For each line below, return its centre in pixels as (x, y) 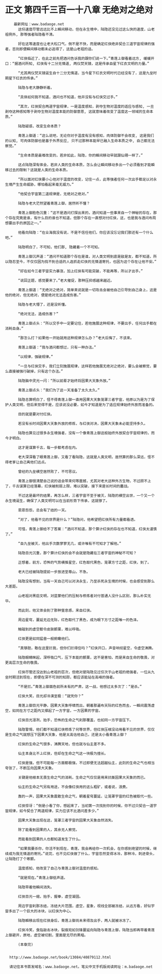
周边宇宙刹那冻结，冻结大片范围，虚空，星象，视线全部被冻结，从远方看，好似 (84, 906)
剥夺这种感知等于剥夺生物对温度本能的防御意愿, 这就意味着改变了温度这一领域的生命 (77, 112)
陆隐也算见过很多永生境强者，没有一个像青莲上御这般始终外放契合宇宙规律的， (84, 433)
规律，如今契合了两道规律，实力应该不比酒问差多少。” (54, 811)
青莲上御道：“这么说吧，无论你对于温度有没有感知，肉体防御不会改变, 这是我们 (86, 136)
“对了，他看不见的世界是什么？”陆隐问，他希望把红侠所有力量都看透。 (78, 520)
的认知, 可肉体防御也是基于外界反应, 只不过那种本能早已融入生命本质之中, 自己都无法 (80, 141)
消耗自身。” (14, 329)
